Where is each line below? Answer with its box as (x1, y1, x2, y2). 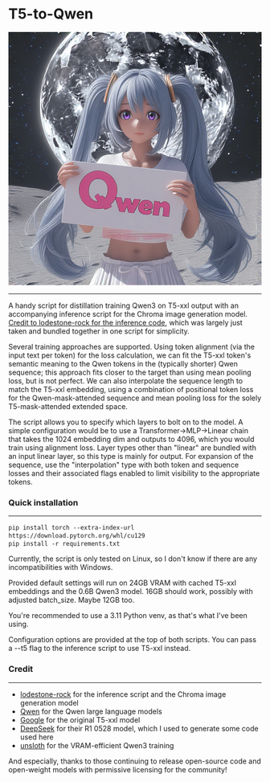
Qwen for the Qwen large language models (19, 706, 162, 716)
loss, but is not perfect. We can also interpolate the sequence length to (8, 375, 243, 386)
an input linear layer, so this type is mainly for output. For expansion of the (8, 451, 254, 461)
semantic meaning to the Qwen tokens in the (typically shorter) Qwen (8, 358, 239, 368)
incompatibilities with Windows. (8, 563, 113, 572)
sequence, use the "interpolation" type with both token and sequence (8, 460, 239, 469)
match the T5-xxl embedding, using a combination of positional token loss (8, 384, 254, 394)
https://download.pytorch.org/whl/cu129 (8, 532, 146, 540)
